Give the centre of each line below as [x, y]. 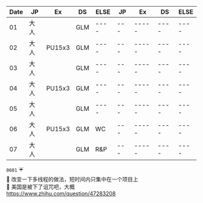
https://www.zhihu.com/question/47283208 [61, 193]
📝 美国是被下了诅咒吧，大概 [41, 187]
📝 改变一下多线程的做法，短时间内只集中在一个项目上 [72, 179]
